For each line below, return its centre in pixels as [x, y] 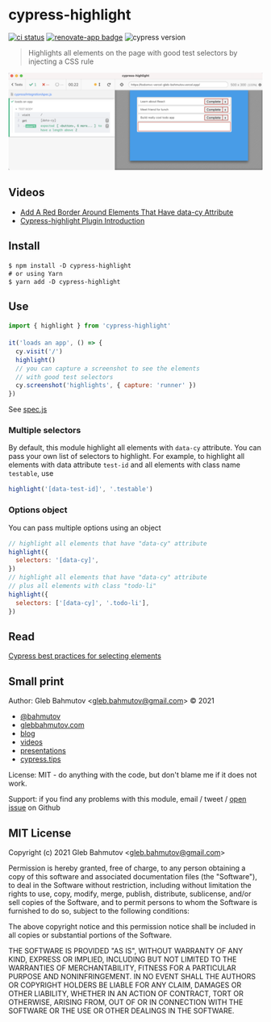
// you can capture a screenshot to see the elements [108, 369]
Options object [38, 510]
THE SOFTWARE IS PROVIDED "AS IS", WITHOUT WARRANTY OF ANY [126, 950]
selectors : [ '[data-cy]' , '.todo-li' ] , [83, 603]
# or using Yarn [35, 273]
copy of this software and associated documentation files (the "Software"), [133, 876]
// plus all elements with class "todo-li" [83, 586]
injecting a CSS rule [61, 61]
